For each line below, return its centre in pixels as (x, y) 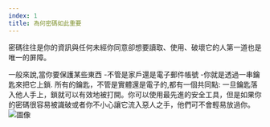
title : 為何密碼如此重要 (45, 23)
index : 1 (23, 16)
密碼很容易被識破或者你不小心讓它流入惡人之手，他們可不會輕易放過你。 (135, 104)
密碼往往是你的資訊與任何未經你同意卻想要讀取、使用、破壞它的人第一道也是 (135, 47)
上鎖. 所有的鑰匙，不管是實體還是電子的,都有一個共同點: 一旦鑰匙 (143, 84)
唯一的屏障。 (29, 57)
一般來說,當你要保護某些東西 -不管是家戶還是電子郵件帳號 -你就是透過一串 (131, 74)
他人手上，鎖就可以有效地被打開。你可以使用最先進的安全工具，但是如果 (135, 94)
